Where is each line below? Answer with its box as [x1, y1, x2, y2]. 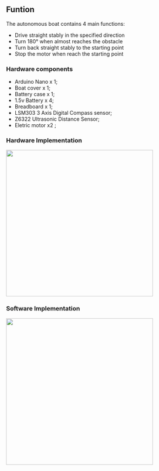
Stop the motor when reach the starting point [14, 50, 124, 57]
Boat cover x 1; [14, 84, 51, 91]
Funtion [6, 5, 35, 15]
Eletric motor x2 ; [14, 122, 57, 129]
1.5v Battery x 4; [14, 97, 54, 104]
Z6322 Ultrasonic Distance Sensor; [14, 115, 100, 122]
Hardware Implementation [6, 136, 82, 145]
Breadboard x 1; [14, 103, 53, 110]
